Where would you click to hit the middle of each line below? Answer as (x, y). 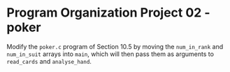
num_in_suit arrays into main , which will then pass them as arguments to (110, 54)
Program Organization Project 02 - (108, 13)
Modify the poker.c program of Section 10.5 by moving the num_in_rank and (115, 46)
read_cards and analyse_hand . (49, 61)
